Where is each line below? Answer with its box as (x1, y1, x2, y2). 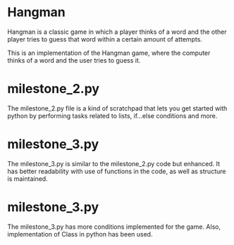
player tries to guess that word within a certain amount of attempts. (7, 34, 203, 43)
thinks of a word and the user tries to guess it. (7, 56, 141, 64)
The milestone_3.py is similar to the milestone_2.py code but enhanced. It (7, 159, 221, 168)
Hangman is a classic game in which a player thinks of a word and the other (7, 27, 227, 36)
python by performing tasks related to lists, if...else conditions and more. (7, 111, 218, 120)
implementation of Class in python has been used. (7, 230, 153, 238)
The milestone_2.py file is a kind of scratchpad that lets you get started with (7, 103, 228, 113)
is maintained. (7, 174, 48, 183)
